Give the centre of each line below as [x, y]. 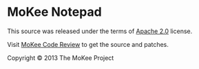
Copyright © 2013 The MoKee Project [61, 58]
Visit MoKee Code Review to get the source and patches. [88, 44]
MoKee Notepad [54, 12]
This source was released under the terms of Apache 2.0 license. [100, 31]
